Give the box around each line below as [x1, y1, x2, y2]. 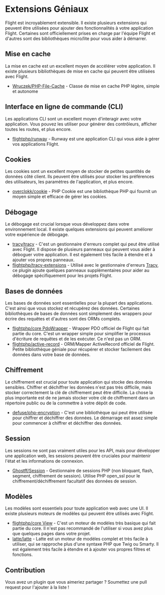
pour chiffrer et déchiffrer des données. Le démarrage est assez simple [12, 415, 158, 421]
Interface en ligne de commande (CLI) [5, 103, 124, 111]
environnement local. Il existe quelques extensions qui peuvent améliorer [5, 226, 153, 233]
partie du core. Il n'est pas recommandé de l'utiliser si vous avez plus [12, 525, 153, 531]
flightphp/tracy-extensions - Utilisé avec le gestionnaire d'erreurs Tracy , [12, 262, 159, 268]
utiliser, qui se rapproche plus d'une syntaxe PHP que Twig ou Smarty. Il [12, 541, 159, 547]
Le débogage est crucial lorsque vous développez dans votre [5, 221, 130, 227]
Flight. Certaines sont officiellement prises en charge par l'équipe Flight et [5, 30, 156, 36]
